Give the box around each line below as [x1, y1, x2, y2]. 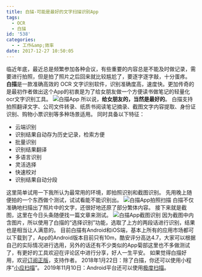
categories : [6, 37, 36, 43]
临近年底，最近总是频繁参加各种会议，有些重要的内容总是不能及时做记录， [6, 65, 191, 72]
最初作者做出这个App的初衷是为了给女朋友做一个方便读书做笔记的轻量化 [11, 88, 191, 95]
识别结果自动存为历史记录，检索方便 [14, 131, 105, 138]
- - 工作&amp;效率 [11, 43, 54, 49]
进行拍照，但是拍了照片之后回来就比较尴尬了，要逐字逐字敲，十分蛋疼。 [11, 73, 191, 80]
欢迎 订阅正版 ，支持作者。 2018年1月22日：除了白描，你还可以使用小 [16, 257, 186, 264]
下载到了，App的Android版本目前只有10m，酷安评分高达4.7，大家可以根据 [11, 234, 196, 241]
